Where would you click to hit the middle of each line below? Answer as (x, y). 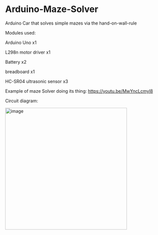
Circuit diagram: (22, 101)
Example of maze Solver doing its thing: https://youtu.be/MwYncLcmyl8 (79, 91)
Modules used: (20, 33)
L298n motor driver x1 (28, 52)
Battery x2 (16, 62)
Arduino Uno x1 (21, 42)
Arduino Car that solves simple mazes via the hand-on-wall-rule (71, 23)
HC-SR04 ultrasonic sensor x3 (37, 81)
